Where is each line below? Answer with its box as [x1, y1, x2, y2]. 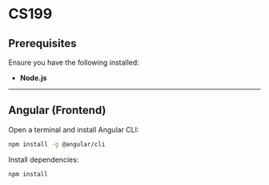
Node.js [19, 73, 47, 82]
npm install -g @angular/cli [8, 140, 106, 148]
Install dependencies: [8, 155, 79, 164]
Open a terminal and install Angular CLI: [8, 124, 139, 134]
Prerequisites [8, 37, 77, 50]
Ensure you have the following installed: [8, 57, 140, 67]
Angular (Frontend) [8, 104, 106, 117]
